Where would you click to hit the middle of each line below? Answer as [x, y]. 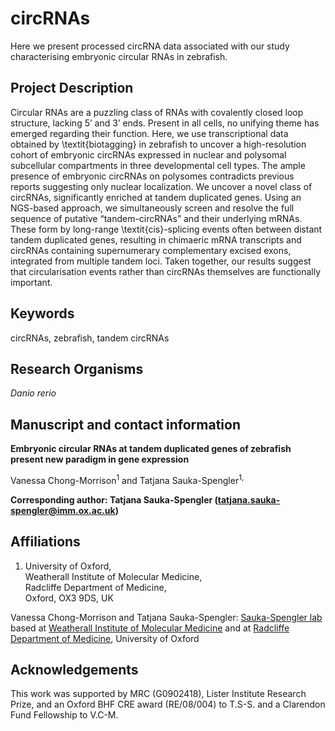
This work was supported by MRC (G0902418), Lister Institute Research [158, 694]
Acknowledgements [74, 670]
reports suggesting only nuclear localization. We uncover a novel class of [161, 186]
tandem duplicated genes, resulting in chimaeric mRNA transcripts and [156, 239]
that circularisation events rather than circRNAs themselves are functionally [166, 271]
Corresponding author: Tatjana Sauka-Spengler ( [114, 499]
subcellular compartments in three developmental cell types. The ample [158, 165]
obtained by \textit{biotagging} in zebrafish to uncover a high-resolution [158, 144]
